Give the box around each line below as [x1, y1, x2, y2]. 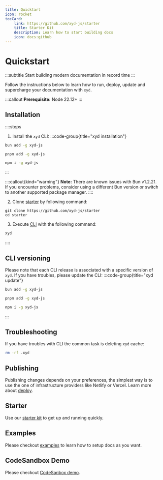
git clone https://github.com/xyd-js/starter [5, 209, 100, 213]
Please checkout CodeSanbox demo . [5, 469, 80, 475]
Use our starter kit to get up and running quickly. [5, 415, 104, 420]
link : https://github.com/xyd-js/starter [14, 21, 100, 26]
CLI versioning [5, 254, 51, 262]
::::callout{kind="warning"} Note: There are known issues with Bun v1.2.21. [5, 179, 157, 185]
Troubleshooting [5, 328, 58, 336]
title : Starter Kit [14, 26, 54, 30]
